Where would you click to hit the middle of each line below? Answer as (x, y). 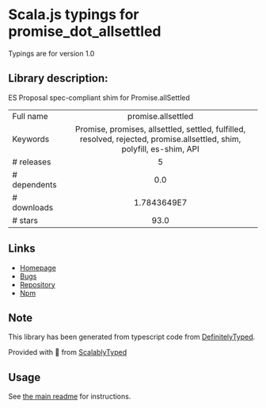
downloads (33, 207)
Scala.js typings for (74, 15)
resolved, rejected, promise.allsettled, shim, (160, 139)
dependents (34, 184)
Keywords (31, 139)
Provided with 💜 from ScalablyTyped (68, 352)
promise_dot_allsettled (85, 31)
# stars (25, 220)
